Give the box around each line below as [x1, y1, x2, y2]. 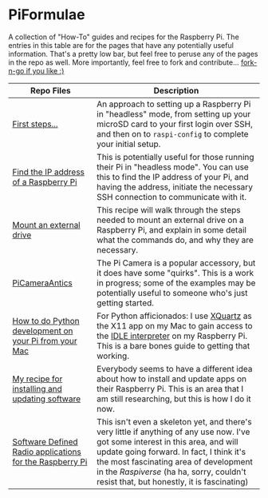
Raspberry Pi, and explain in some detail [97, 224, 247, 235]
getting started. [97, 297, 154, 309]
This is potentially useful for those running [97, 151, 254, 162]
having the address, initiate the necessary [97, 181, 254, 193]
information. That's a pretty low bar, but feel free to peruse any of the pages [8, 49, 258, 58]
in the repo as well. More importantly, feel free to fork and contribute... [8, 58, 239, 67]
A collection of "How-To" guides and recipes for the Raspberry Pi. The [8, 32, 239, 42]
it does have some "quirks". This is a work [97, 267, 254, 278]
